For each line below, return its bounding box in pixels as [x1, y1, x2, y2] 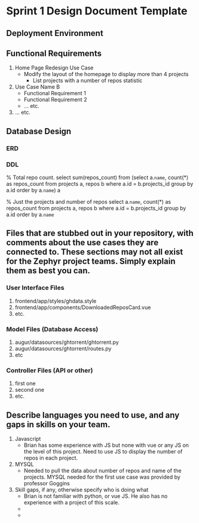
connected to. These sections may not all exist [6, 247, 183, 257]
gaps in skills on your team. [6, 419, 111, 430]
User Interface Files [6, 283, 65, 292]
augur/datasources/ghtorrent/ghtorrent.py [14, 338, 120, 346]
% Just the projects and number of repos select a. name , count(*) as [6, 198, 172, 205]
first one [14, 380, 36, 387]
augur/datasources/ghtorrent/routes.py [14, 344, 112, 352]
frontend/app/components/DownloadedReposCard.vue [14, 304, 151, 311]
